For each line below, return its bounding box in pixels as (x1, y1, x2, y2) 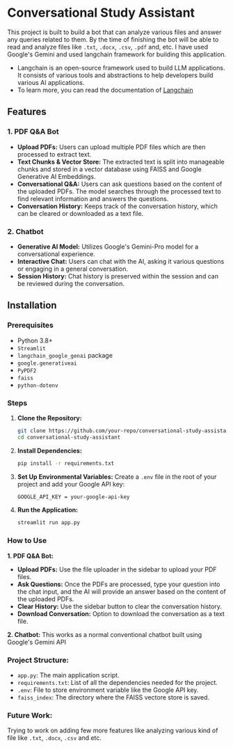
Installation (7, 299, 57, 311)
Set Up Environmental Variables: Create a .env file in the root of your (17, 472, 217, 481)
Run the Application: (17, 506, 79, 514)
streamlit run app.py (17, 519, 80, 526)
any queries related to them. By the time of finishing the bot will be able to (7, 35, 219, 43)
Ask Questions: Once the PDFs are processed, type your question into (17, 580, 220, 588)
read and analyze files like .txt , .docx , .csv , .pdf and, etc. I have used (7, 42, 209, 51)
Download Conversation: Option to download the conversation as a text (17, 609, 225, 617)
